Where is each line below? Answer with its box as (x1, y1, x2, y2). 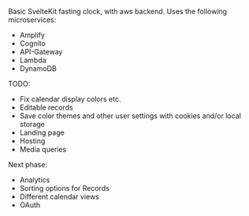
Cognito (19, 39, 46, 48)
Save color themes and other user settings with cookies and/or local (19, 111, 242, 121)
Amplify (19, 31, 46, 39)
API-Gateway (19, 47, 63, 56)
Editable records (19, 102, 73, 112)
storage (19, 120, 45, 128)
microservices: (8, 15, 57, 24)
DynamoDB (19, 64, 57, 73)
